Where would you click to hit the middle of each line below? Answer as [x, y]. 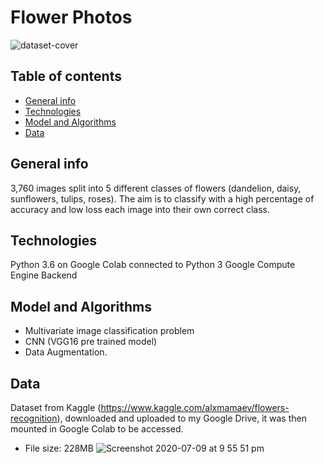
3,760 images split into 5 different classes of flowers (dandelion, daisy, [156, 188]
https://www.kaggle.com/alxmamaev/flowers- [195, 407]
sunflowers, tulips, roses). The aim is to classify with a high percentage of [162, 198]
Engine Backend [44, 275]
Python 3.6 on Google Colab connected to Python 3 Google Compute [153, 265]
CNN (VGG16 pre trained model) [91, 342]
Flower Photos [71, 17]
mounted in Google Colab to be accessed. [97, 429]
